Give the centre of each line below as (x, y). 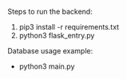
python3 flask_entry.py (57, 36)
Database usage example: (50, 51)
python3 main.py (47, 66)
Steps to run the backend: (50, 12)
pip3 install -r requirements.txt (69, 27)
